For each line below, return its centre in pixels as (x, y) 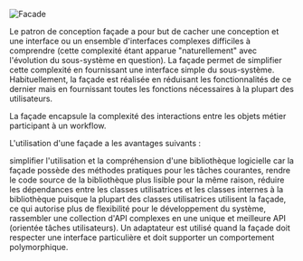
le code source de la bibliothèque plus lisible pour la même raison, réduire (147, 180)
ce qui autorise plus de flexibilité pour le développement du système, (138, 209)
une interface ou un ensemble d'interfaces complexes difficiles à (130, 41)
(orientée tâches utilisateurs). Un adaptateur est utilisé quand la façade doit (150, 228)
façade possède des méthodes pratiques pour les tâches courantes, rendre (150, 170)
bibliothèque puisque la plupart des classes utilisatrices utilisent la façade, (148, 199)
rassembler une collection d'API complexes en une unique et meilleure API (148, 218)
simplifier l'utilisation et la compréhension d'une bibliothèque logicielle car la (151, 161)
